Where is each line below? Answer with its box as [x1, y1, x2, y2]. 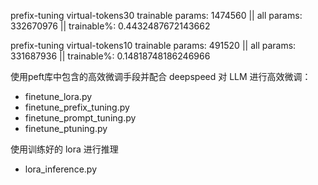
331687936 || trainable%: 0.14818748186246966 [10, 50, 211, 62]
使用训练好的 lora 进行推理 [10, 143, 119, 155]
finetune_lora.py [24, 91, 93, 102]
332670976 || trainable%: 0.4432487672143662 [10, 20, 211, 32]
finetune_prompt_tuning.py [24, 112, 137, 124]
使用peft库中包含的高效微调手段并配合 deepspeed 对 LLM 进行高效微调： [10, 71, 312, 82]
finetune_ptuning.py [24, 123, 108, 134]
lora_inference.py [24, 163, 97, 175]
